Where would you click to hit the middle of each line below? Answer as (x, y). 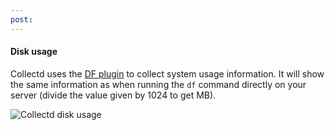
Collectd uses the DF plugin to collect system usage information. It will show (167, 73)
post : (21, 19)
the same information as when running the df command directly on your (158, 84)
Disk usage (34, 52)
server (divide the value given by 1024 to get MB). (113, 95)
